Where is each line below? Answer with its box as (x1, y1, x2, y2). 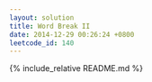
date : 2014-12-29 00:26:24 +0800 (9, 30, 135, 39)
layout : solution (9, 13, 75, 23)
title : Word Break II (9, 22, 91, 31)
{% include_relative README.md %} (9, 63, 144, 74)
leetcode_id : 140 (9, 38, 75, 48)
